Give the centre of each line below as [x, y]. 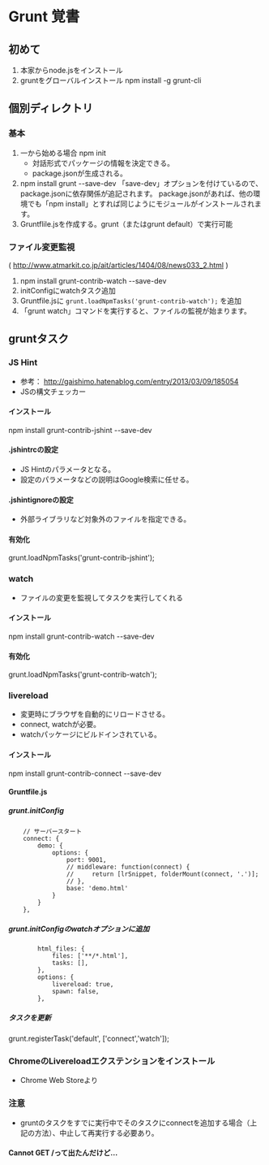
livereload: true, [83, 985]
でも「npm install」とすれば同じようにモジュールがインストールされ [141, 203]
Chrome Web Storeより [59, 1081]
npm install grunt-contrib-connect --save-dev [85, 773]
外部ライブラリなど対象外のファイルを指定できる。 [105, 519]
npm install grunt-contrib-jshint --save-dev [80, 430]
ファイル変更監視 [42, 247]
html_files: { [61, 949]
